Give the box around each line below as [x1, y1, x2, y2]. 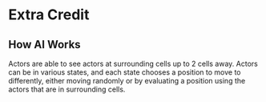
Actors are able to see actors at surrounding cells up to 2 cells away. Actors [8, 59, 258, 68]
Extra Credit [8, 6, 90, 24]
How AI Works [8, 38, 82, 51]
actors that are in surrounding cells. [8, 84, 126, 94]
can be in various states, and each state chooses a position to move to [8, 67, 242, 77]
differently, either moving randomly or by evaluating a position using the [8, 76, 246, 85]
